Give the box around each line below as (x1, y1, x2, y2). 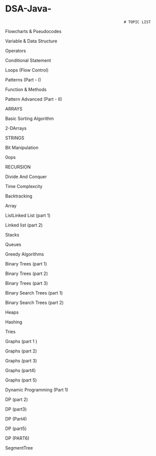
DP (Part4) (5, 415, 27, 421)
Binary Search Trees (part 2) (5, 299, 64, 305)
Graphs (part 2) (5, 348, 37, 354)
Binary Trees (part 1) (5, 260, 47, 266)
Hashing (5, 318, 22, 325)
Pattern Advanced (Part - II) (5, 96, 62, 102)
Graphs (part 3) (5, 357, 37, 363)
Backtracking (5, 193, 32, 199)
